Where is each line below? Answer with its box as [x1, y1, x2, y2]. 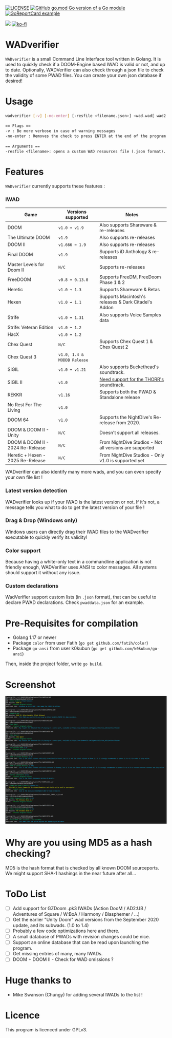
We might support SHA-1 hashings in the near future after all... [5, 870, 137, 876]
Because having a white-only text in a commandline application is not [5, 559, 152, 565]
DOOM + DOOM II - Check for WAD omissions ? [12, 956, 114, 962]
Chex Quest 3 [7, 354, 37, 360]
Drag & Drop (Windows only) [5, 517, 78, 524]
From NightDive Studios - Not [99, 439, 162, 445]
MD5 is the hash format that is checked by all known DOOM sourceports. [5, 864, 160, 871]
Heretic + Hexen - [7, 452, 46, 458]
